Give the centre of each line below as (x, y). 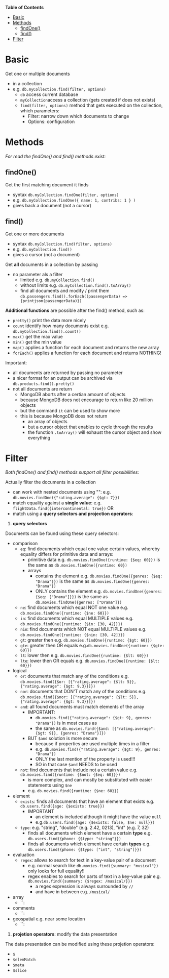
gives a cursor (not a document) (46, 254)
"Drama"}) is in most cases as (66, 723)
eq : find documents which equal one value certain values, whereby (90, 549)
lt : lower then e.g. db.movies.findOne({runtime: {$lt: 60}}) (84, 655)
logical (20, 671)
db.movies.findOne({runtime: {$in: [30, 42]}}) (71, 624)
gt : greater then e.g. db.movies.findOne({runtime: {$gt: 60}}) (86, 640)
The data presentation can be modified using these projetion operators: (80, 944)
